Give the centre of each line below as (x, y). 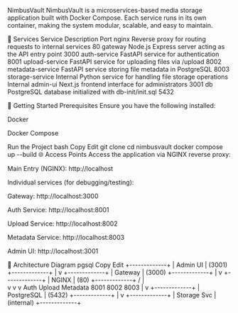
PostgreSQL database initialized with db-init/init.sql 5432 (91, 92)
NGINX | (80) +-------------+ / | (98, 280)
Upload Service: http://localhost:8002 (63, 224)
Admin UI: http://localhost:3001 (53, 251)
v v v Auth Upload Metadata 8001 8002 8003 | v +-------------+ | (104, 287)
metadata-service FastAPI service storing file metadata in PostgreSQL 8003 (118, 69)
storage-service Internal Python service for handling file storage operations (118, 77)
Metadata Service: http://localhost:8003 (66, 237)
